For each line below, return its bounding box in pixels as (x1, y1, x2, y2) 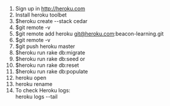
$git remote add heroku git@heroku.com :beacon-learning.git (15, 30, 164, 37)
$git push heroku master (15, 43, 76, 50)
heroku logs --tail (15, 93, 58, 100)
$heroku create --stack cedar (15, 18, 88, 24)
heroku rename (15, 81, 53, 88)
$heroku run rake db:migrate (15, 49, 86, 56)
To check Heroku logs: (15, 87, 70, 94)
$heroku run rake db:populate (15, 68, 88, 75)
